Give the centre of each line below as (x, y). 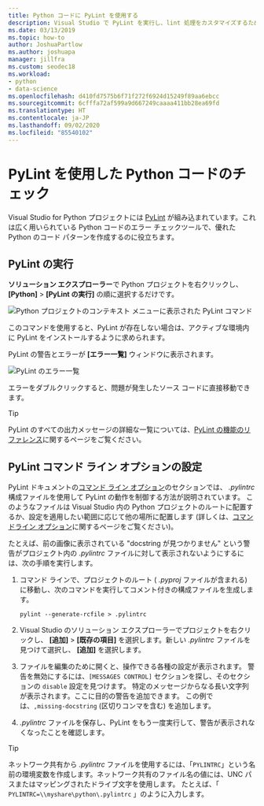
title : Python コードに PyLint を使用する (73, 15)
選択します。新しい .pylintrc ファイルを (188, 640)
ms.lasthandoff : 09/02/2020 (54, 125)
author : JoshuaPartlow (45, 45)
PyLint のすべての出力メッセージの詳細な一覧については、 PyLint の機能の (126, 429)
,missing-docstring (65, 707)
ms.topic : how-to (37, 37)
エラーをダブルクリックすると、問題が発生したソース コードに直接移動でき (129, 388)
